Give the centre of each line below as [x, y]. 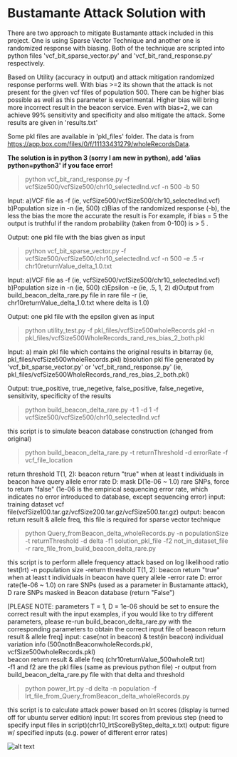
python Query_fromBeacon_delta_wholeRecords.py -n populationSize [127, 533]
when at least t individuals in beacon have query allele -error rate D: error [115, 577]
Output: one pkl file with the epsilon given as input [81, 316]
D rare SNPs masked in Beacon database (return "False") [91, 592]
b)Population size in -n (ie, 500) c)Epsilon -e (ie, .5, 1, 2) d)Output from [111, 288]
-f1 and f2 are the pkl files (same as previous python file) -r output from [112, 667]
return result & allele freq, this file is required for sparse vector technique [114, 519]
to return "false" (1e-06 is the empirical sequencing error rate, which [108, 489]
